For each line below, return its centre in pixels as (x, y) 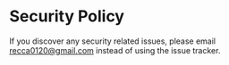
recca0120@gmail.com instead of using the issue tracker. (115, 50)
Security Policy (67, 16)
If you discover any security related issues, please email (113, 41)
